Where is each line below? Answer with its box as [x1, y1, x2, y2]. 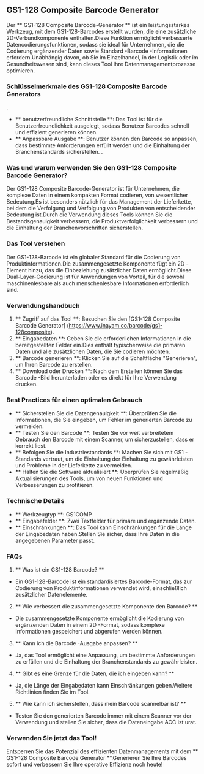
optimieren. [6, 67, 35, 74]
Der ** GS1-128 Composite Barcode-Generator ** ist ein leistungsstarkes [6, 21, 190, 28]
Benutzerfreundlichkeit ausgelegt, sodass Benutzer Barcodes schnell [15, 122, 189, 129]
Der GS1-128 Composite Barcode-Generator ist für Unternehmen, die [6, 185, 180, 193]
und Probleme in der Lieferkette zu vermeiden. [15, 462, 133, 469]
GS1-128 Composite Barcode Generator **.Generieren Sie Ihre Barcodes [6, 754, 188, 762]
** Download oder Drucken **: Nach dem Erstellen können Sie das [15, 367, 183, 375]
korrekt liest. [15, 442, 47, 450]
